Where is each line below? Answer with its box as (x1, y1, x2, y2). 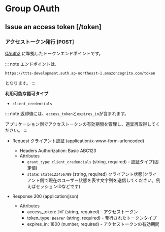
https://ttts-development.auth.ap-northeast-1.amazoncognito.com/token (5, 71, 155, 76)
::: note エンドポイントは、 (5, 61, 60, 67)
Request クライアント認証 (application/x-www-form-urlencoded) (12, 138, 144, 144)
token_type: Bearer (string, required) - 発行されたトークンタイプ (27, 215, 157, 221)
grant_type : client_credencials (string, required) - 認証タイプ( (27, 158, 155, 164)
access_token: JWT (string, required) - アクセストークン (27, 208, 138, 215)
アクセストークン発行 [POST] (5, 38, 74, 45)
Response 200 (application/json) (12, 193, 79, 199)
